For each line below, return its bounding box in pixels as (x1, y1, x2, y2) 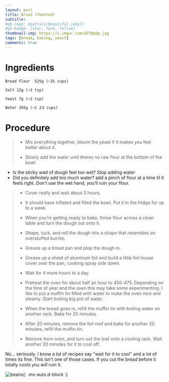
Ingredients (5, 62, 54, 73)
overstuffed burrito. (25, 235, 66, 241)
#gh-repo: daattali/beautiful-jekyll (5, 21, 85, 27)
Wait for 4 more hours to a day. (25, 269, 90, 276)
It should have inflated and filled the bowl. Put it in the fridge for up (25, 199, 164, 205)
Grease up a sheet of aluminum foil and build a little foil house (25, 254, 154, 260)
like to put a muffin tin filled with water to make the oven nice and (25, 290, 161, 296)
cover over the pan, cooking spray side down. (25, 260, 121, 266)
